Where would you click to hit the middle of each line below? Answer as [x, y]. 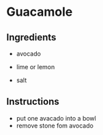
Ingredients [31, 37]
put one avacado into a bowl [56, 118]
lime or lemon [35, 67]
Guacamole [40, 12]
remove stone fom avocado [55, 125]
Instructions [33, 102]
